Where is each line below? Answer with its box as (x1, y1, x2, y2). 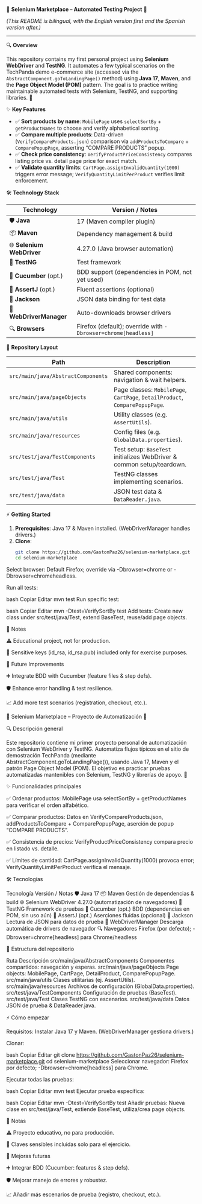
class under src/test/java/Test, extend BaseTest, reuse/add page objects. (6, 613, 188, 621)
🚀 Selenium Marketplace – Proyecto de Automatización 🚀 (6, 713, 147, 720)
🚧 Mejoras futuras (6, 1152, 51, 1159)
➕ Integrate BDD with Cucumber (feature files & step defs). (6, 672, 152, 679)
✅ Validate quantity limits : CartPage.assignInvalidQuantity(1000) (14, 164, 180, 171)
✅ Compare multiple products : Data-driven (14, 131, 124, 138)
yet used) (76, 275, 104, 284)
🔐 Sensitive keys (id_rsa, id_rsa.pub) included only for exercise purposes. (6, 649, 188, 656)
